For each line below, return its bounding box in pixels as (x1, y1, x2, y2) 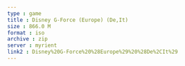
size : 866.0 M (7, 23, 51, 30)
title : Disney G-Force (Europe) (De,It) (7, 16, 129, 23)
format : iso (7, 29, 45, 36)
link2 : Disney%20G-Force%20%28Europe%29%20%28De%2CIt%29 (7, 49, 178, 56)
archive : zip (7, 36, 49, 43)
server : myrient (7, 42, 58, 49)
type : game (7, 10, 42, 17)
